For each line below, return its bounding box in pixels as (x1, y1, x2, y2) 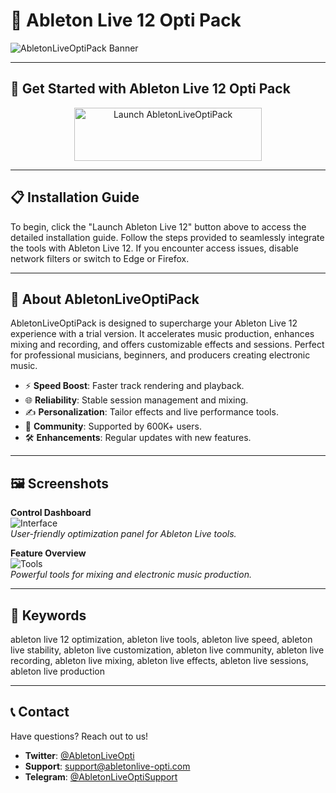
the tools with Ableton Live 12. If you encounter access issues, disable (10, 242, 299, 254)
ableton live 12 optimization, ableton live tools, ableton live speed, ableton (10, 634, 313, 645)
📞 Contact (10, 704, 70, 721)
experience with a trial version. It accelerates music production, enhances (10, 328, 315, 340)
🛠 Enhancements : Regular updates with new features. (24, 432, 252, 444)
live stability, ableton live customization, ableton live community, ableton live (10, 644, 325, 656)
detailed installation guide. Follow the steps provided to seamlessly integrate (10, 231, 325, 243)
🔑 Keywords (10, 607, 87, 624)
